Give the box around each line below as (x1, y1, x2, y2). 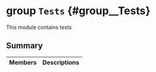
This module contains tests (6, 24, 72, 31)
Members (9, 58, 37, 66)
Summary (6, 41, 43, 51)
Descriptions (42, 58, 80, 66)
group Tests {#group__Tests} (6, 4, 151, 18)
